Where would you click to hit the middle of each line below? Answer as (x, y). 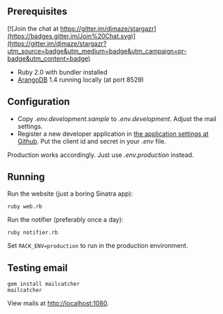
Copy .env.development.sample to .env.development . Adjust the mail (117, 118)
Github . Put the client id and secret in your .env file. (92, 141)
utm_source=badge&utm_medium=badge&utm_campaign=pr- (97, 51)
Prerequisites (37, 12)
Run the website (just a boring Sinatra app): (70, 194)
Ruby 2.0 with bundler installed (62, 72)
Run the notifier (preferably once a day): (65, 220)
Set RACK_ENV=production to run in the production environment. (98, 246)
